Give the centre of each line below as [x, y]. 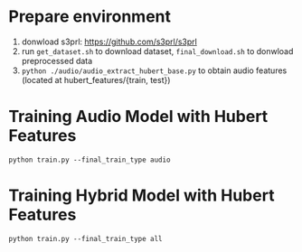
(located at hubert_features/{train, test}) [96, 79]
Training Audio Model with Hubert [138, 117]
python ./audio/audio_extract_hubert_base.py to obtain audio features [154, 70]
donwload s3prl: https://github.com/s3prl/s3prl [109, 42]
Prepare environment [90, 17]
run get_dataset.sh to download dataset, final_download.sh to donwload [157, 51]
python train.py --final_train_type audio [90, 160]
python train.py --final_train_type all [86, 238]
